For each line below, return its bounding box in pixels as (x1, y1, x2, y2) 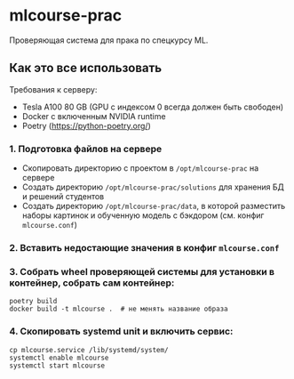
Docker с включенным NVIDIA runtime (21, 110, 166, 121)
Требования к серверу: (9, 84, 98, 94)
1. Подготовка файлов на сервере (9, 142, 163, 155)
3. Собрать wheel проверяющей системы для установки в (9, 265, 275, 278)
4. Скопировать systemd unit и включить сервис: (9, 326, 234, 338)
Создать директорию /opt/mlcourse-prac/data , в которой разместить (21, 201, 286, 212)
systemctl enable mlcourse (9, 353, 109, 362)
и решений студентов (21, 191, 105, 202)
